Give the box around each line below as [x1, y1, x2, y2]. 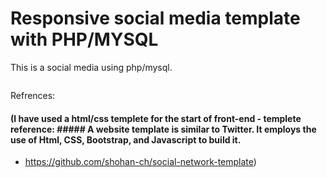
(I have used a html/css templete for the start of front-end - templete [10, 112, 302, 124]
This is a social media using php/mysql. [10, 61, 173, 73]
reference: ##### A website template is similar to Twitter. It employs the [10, 123, 317, 135]
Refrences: [10, 89, 56, 101]
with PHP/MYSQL [10, 28, 159, 51]
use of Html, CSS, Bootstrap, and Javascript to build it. [10, 133, 242, 146]
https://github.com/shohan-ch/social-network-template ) [24, 156, 257, 168]
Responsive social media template [10, 7, 301, 30]
